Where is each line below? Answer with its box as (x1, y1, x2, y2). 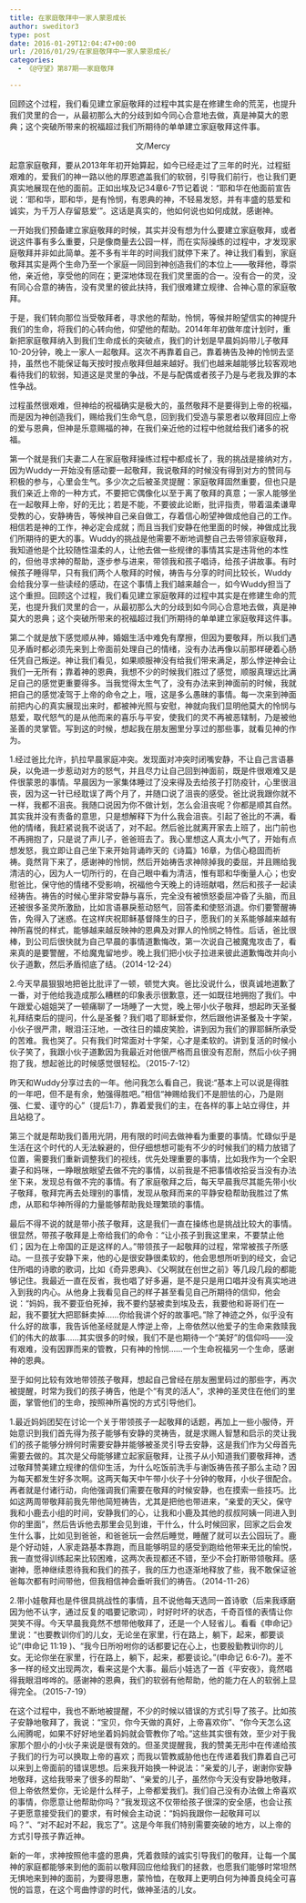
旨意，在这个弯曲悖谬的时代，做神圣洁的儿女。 (25, 1884, 201, 1895)
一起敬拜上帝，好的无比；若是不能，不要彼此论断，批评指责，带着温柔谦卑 (16, 498, 297, 510)
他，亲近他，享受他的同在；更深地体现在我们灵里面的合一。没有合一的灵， (9, 270, 289, 280)
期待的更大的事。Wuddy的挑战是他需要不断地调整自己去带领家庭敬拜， (25, 533, 292, 544)
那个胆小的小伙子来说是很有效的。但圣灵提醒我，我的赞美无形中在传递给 (16, 1739, 289, 1750)
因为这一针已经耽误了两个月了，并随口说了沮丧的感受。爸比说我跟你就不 (25, 788, 297, 799)
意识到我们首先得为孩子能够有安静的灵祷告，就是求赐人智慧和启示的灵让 (16, 1427, 289, 1439)
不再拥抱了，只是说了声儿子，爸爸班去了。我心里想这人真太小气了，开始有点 (9, 833, 297, 844)
